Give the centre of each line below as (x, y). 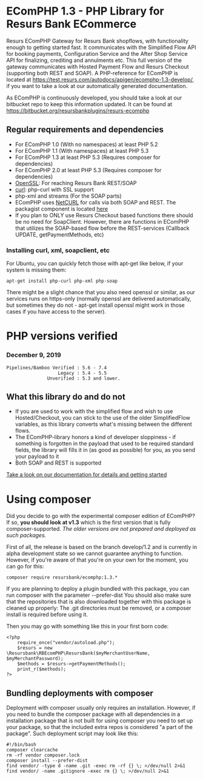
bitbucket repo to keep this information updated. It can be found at (89, 104)
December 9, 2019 (34, 355)
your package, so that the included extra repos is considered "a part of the (99, 727)
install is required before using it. (47, 614)
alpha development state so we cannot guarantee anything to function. (95, 554)
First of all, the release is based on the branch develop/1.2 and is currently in (102, 547)
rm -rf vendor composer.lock (43, 755)
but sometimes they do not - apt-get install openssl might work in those (95, 305)
